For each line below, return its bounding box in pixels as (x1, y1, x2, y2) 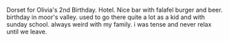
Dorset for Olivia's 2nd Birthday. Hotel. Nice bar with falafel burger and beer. (6, 6, 223, 14)
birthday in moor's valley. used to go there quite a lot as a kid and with (6, 13, 206, 21)
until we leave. (6, 27, 47, 36)
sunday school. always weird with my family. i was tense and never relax (6, 20, 212, 28)
